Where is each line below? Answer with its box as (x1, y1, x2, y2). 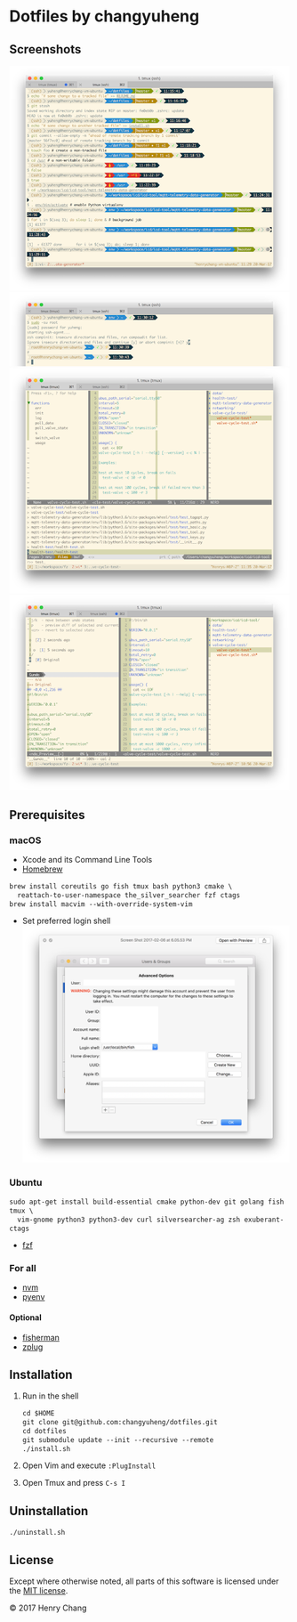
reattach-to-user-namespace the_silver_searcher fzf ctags (17, 891, 241, 900)
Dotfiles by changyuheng (9, 6, 200, 27)
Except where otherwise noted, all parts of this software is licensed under (9, 1576, 279, 1586)
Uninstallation (9, 1503, 89, 1519)
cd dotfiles (21, 1427, 67, 1436)
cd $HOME (21, 1409, 55, 1418)
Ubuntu (9, 1176, 43, 1188)
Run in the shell (21, 1391, 79, 1401)
